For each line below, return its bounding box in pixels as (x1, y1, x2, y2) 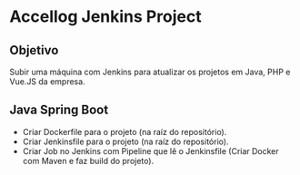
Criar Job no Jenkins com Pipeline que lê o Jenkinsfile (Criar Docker (22, 145, 279, 156)
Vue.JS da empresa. (9, 76, 85, 87)
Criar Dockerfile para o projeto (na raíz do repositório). (22, 126, 227, 137)
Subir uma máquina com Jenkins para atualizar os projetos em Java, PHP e (9, 66, 291, 77)
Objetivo (9, 43, 59, 58)
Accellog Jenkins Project (9, 6, 202, 27)
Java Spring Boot (9, 102, 109, 118)
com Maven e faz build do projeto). (22, 155, 155, 166)
